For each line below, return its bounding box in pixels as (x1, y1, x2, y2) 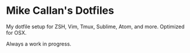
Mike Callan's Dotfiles (6, 4, 115, 17)
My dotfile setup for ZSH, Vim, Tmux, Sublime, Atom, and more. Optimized (6, 23, 185, 30)
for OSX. (6, 29, 27, 36)
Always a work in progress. (6, 40, 72, 47)
